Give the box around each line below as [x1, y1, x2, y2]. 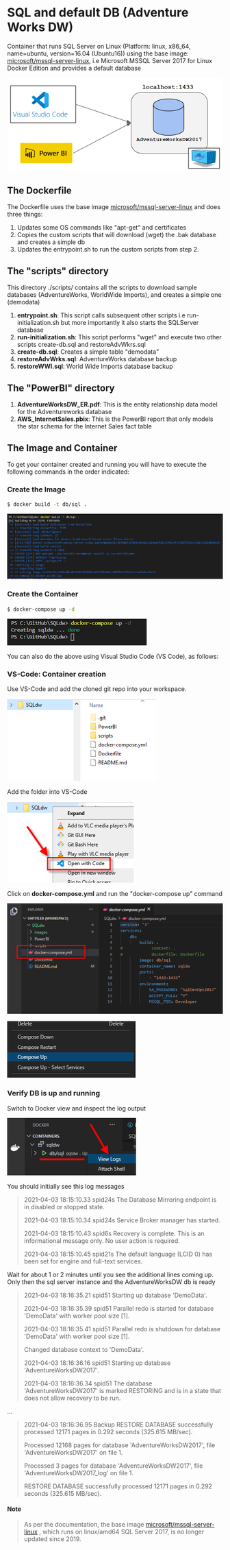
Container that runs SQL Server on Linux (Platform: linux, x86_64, [7, 42, 191, 50]
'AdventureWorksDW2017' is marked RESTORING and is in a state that [23, 1386, 221, 1394]
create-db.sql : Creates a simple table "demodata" [16, 348, 159, 356]
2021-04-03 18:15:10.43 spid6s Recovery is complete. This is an [23, 1229, 205, 1237]
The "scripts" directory [7, 265, 110, 277]
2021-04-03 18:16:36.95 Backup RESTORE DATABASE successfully [23, 1420, 214, 1429]
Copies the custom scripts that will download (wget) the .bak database [16, 231, 217, 239]
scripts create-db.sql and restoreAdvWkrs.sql [16, 341, 146, 349]
